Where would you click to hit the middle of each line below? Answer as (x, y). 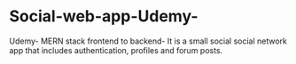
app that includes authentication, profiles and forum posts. (116, 50)
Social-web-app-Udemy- (104, 16)
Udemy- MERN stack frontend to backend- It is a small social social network (148, 41)
